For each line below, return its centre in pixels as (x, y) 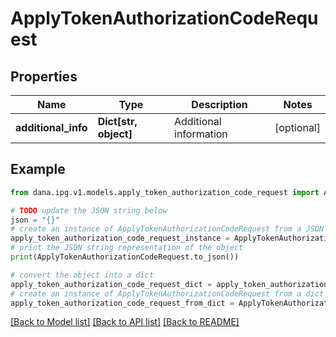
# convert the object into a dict (82, 275)
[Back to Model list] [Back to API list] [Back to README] (125, 322)
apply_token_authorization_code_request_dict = (111, 284)
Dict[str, (117, 121)
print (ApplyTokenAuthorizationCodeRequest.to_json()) (125, 257)
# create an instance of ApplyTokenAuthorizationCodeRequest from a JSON (167, 229)
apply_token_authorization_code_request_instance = (120, 238)
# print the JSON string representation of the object (127, 248)
